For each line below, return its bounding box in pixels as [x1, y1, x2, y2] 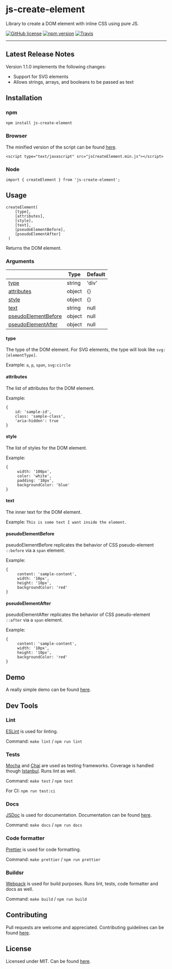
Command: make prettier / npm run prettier [6, 856, 101, 862]
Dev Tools [6, 701, 38, 710]
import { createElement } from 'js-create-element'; [6, 177, 120, 182]
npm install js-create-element [6, 121, 72, 126]
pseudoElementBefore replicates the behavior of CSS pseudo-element [6, 542, 154, 548]
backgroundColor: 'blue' [17, 482, 70, 487]
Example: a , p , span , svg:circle [6, 362, 71, 368]
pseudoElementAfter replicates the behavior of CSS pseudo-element [6, 611, 151, 618]
